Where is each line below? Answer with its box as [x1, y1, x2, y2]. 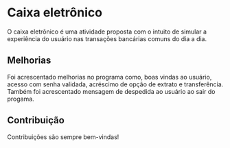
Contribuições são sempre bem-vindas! [7, 132, 119, 141]
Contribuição [7, 114, 65, 126]
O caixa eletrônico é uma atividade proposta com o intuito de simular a [7, 27, 207, 36]
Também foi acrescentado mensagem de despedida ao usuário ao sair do [7, 87, 216, 95]
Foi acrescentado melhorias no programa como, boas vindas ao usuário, [7, 73, 212, 81]
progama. [7, 95, 34, 103]
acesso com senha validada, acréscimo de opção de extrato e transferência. [7, 80, 224, 88]
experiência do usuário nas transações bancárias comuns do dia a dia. [7, 34, 207, 42]
